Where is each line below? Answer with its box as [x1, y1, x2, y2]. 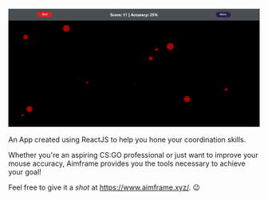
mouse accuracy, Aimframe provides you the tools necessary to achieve [8, 159, 246, 168]
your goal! [8, 167, 41, 176]
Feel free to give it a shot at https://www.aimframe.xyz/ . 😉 [8, 182, 201, 192]
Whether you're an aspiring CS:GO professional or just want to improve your [8, 150, 258, 159]
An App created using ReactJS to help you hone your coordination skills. [8, 135, 246, 144]
